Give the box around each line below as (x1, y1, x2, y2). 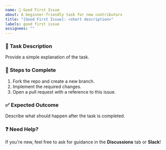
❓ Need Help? (5, 125, 39, 132)
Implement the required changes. (12, 84, 81, 90)
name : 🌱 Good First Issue (5, 7, 59, 13)
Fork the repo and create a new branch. (12, 78, 95, 84)
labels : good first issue (5, 21, 59, 27)
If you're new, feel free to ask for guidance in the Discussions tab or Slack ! (5, 139, 161, 145)
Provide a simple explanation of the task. (5, 54, 90, 60)
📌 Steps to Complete (5, 66, 56, 73)
